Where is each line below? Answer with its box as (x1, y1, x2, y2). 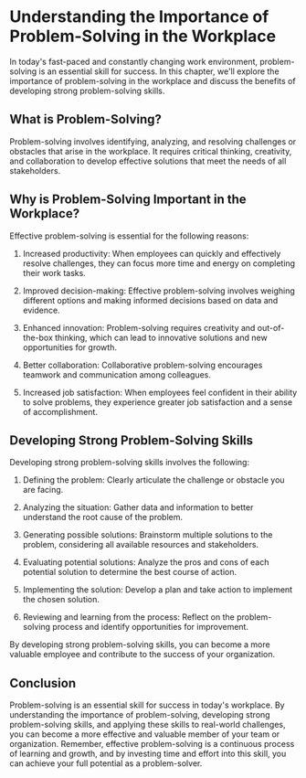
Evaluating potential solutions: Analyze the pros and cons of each (22, 557, 269, 568)
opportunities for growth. (22, 341, 117, 353)
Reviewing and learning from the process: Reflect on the (22, 612, 235, 623)
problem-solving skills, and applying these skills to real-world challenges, (9, 719, 286, 730)
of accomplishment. (22, 406, 99, 417)
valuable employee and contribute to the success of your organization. (9, 649, 276, 660)
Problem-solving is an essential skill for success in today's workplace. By (9, 699, 285, 710)
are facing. (22, 485, 64, 496)
